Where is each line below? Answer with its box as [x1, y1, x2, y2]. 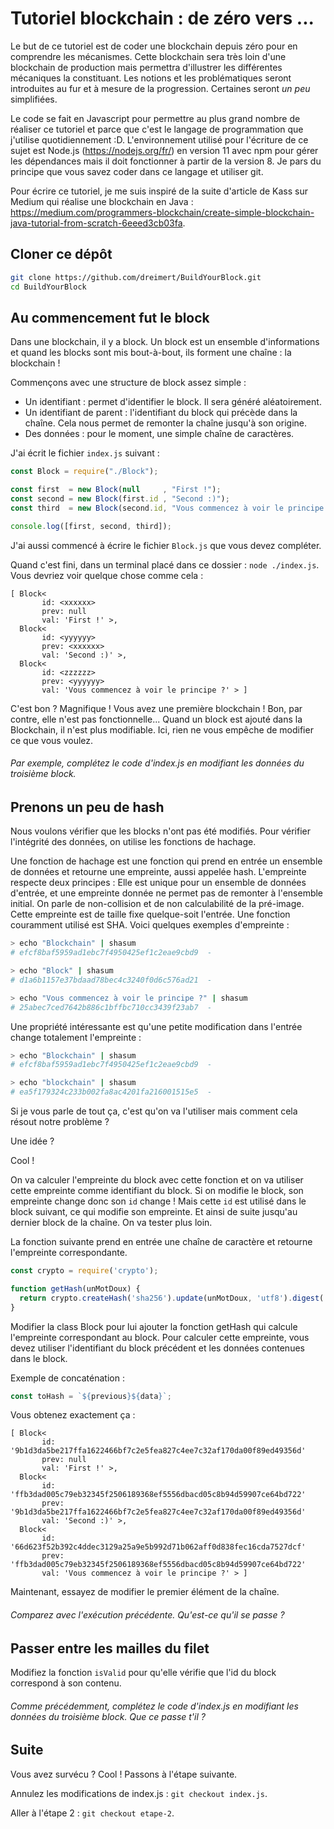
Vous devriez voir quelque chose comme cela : [10, 569, 204, 581]
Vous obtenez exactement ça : [10, 1409, 136, 1421]
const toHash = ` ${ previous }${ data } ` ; [10, 1391, 172, 1401]
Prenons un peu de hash [10, 798, 165, 816]
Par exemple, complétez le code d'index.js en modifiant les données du [10, 757, 305, 769]
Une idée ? [10, 1135, 55, 1147]
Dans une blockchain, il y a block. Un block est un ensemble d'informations [10, 336, 320, 348]
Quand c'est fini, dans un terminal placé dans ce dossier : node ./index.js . [10, 558, 320, 571]
